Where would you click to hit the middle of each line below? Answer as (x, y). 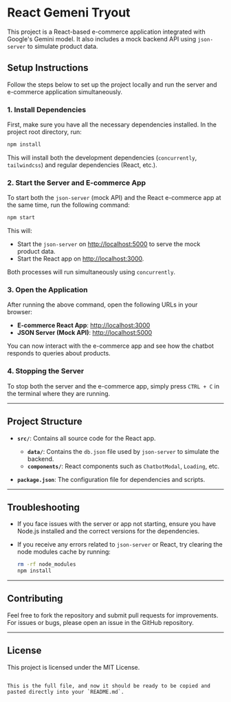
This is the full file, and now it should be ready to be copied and (109, 685)
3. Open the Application (47, 290)
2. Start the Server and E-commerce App (77, 182)
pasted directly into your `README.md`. (66, 692)
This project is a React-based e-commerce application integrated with (106, 32)
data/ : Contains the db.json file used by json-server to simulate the (123, 451)
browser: (20, 312)
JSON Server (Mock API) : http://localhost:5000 (85, 333)
